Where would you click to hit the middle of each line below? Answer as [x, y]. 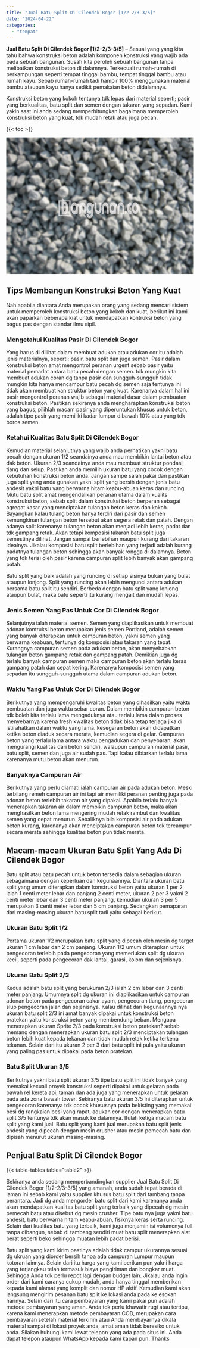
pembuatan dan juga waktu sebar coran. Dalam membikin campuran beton [98, 708]
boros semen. [23, 422]
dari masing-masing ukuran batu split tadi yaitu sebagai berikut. [84, 912]
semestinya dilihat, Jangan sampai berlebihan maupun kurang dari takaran [98, 539]
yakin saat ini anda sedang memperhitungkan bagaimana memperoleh [92, 111]
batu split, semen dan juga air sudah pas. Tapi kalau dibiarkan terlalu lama [97, 753]
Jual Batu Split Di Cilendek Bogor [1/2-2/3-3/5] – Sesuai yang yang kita [95, 49]
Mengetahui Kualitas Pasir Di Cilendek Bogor [72, 340]
